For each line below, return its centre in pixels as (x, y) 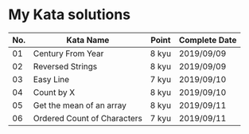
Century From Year (68, 53)
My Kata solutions (70, 15)
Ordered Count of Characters (88, 118)
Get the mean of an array (80, 105)
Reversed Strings (65, 66)
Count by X (54, 92)
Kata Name (88, 40)
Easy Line (51, 79)
